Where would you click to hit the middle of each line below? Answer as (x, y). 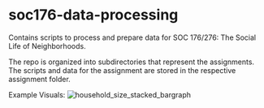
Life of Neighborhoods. (48, 45)
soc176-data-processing (93, 15)
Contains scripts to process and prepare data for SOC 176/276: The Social (132, 37)
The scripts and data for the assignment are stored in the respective (122, 70)
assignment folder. (39, 79)
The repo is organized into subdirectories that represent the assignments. (131, 62)
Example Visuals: (37, 94)
